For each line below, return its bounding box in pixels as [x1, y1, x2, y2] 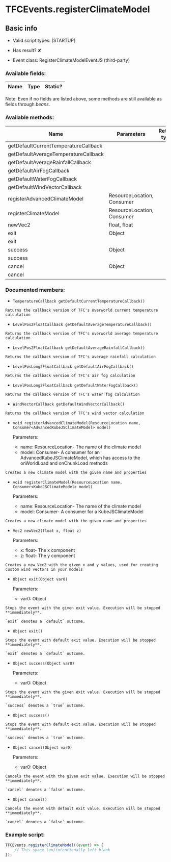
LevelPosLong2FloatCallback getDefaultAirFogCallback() [12, 364, 134, 369]
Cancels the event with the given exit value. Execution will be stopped [5, 774, 165, 779]
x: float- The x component [20, 547, 75, 553]
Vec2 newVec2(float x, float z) [12, 528, 81, 534]
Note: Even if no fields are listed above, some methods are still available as [5, 96, 162, 102]
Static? [45, 83, 63, 90]
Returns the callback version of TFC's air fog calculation [5, 373, 136, 378]
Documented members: [5, 286, 65, 293]
